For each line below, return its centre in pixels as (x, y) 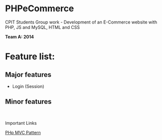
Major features (28, 75)
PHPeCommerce (40, 9)
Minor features (28, 102)
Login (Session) (28, 86)
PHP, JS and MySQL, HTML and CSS (43, 27)
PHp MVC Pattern (23, 132)
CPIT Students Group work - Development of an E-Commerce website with (81, 22)
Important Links (21, 123)
